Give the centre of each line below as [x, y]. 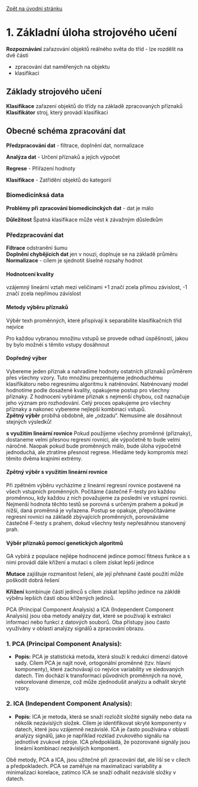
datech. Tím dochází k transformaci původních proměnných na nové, [99, 675]
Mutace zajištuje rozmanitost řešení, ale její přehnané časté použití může [95, 574]
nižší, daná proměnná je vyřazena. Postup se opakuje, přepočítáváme [91, 510]
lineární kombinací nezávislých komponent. [67, 748]
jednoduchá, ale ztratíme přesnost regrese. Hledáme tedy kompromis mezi [97, 452]
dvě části [17, 55]
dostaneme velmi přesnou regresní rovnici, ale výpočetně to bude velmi [93, 439]
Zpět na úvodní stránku [34, 9]
